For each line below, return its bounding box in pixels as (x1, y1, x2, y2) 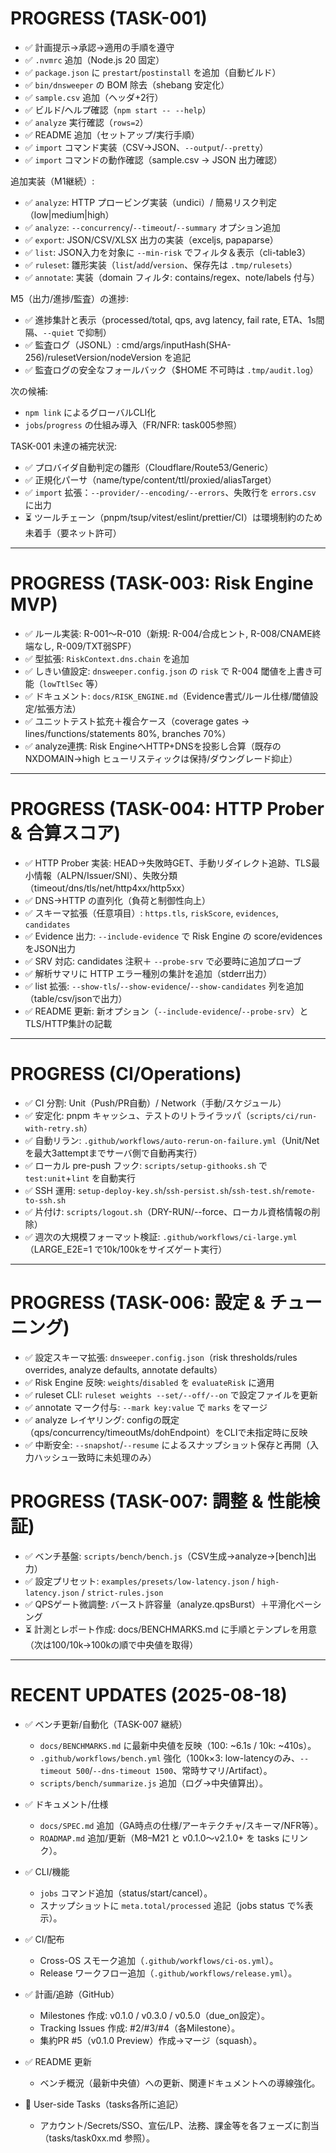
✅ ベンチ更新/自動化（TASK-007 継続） (24, 1718, 188, 1730)
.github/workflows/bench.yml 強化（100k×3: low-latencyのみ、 (39, 1752, 300, 1764)
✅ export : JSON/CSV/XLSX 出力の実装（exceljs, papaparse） (24, 233, 279, 246)
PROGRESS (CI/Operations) (10, 1063, 242, 1085)
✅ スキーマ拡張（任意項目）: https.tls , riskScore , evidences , (24, 907, 279, 919)
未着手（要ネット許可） (24, 527, 122, 539)
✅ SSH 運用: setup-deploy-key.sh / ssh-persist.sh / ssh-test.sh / (24, 1184, 285, 1196)
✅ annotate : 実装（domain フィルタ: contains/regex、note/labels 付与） (24, 271, 320, 283)
